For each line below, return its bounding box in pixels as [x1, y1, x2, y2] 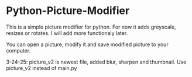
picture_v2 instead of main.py [6, 64, 77, 71]
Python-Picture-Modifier [6, 4, 130, 17]
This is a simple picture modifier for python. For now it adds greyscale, [6, 23, 177, 30]
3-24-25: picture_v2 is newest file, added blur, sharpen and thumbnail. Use [6, 58, 187, 65]
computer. [6, 47, 31, 54]
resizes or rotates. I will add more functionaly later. [6, 29, 128, 36]
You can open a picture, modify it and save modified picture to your [6, 41, 169, 48]
